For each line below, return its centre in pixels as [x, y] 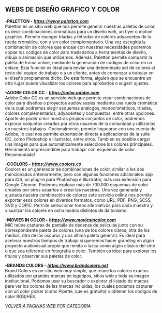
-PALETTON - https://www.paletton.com [47, 21]
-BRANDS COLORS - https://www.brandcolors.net [57, 265]
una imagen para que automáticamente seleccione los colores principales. [79, 144]
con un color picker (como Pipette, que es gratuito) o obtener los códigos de [81, 291]
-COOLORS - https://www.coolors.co [43, 164]
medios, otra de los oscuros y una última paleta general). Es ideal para [75, 235]
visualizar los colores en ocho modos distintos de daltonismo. [66, 210]
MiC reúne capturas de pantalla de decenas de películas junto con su [74, 225]
